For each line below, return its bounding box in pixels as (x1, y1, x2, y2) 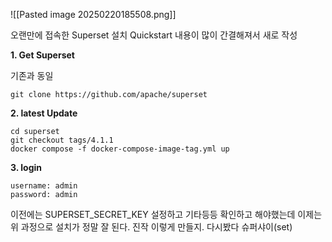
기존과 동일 (10, 70, 54, 81)
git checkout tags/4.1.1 (10, 135, 114, 145)
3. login (10, 162, 43, 173)
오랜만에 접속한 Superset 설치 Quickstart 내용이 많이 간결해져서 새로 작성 (10, 29, 298, 41)
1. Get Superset (10, 49, 75, 61)
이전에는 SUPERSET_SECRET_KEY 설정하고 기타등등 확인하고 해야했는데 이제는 (10, 209, 323, 220)
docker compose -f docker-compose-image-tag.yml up (10, 144, 230, 154)
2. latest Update (10, 107, 78, 119)
